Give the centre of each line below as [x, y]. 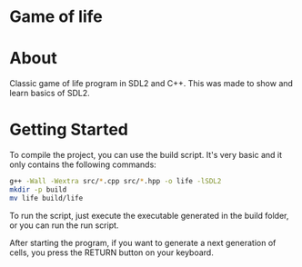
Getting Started [69, 130]
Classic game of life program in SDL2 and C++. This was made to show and [151, 84]
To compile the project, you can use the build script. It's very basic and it [146, 155]
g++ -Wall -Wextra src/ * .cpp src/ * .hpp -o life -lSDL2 [116, 182]
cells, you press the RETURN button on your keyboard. [111, 252]
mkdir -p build [38, 189]
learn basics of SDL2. [50, 94]
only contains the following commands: [83, 164]
